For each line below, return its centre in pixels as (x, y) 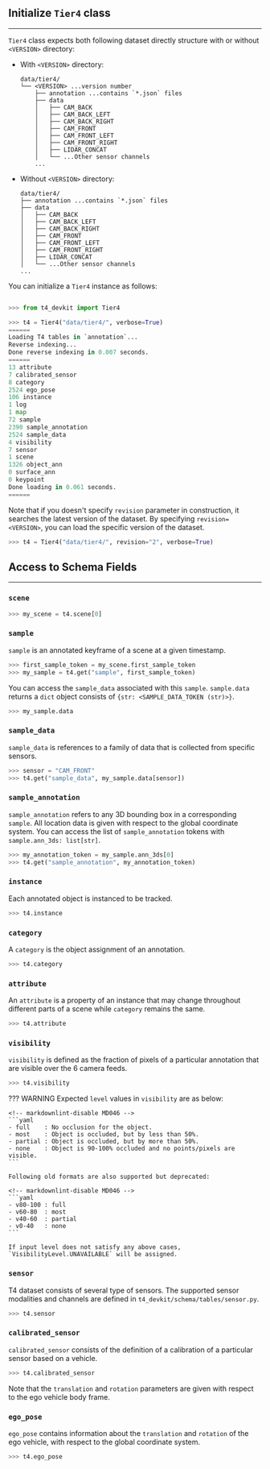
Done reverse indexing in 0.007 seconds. (79, 353)
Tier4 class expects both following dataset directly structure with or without (134, 40)
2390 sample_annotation (48, 427)
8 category (27, 382)
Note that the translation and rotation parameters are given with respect (131, 1388)
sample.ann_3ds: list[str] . (55, 840)
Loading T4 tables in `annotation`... (73, 338)
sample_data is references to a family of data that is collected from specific (132, 747)
